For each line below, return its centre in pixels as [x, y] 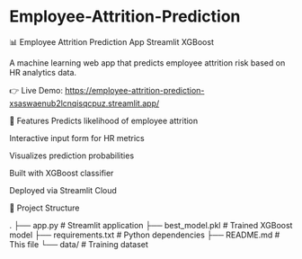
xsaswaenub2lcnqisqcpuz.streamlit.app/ [84, 103]
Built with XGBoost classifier [62, 173]
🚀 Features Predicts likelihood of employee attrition [104, 121]
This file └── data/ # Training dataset [79, 244]
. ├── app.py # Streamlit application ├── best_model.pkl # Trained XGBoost [151, 225]
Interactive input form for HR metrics [77, 138]
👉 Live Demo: [36, 90]
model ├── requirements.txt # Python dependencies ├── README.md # [145, 235]
